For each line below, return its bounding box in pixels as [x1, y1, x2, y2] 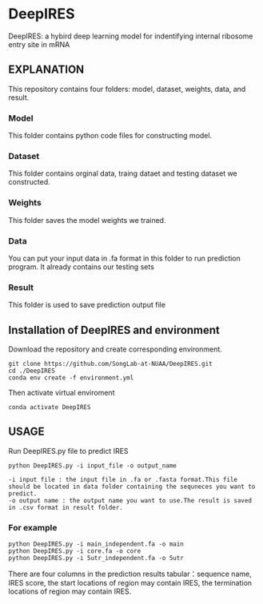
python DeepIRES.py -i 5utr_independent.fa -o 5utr [8, 554, 184, 562]
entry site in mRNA [8, 39, 70, 49]
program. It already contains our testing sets [8, 261, 154, 272]
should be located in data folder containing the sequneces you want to [8, 483, 256, 491]
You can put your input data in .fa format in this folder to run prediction [8, 253, 241, 263]
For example [8, 522, 58, 533]
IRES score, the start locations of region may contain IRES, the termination [8, 578, 253, 588]
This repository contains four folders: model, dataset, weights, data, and [8, 84, 246, 93]
